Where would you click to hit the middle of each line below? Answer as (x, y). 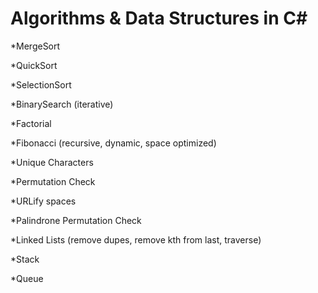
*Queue (27, 278)
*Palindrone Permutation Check (76, 220)
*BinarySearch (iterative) (62, 104)
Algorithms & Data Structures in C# (159, 18)
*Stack (25, 259)
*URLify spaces (43, 201)
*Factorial (31, 123)
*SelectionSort (41, 84)
